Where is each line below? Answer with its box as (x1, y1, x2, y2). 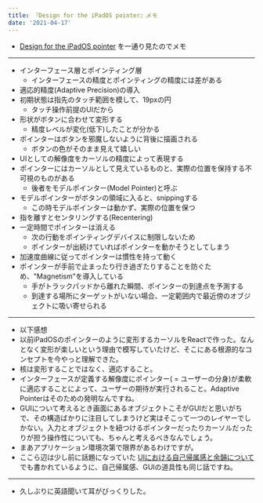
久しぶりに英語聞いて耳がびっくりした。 (19, 486, 150, 495)
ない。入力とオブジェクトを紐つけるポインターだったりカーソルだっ (26, 423, 247, 432)
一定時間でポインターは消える (19, 222, 116, 231)
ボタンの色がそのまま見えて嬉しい (31, 144, 141, 153)
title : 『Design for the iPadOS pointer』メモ (8, 11, 158, 20)
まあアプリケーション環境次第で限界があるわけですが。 (19, 443, 198, 452)
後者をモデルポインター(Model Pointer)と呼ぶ (31, 183, 178, 192)
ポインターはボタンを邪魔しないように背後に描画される (19, 134, 198, 144)
